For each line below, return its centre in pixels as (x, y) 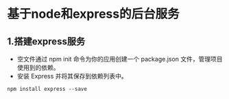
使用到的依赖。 (38, 68)
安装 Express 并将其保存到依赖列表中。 (72, 76)
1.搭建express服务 (46, 41)
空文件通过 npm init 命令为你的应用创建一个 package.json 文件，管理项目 (120, 59)
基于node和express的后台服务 (93, 14)
